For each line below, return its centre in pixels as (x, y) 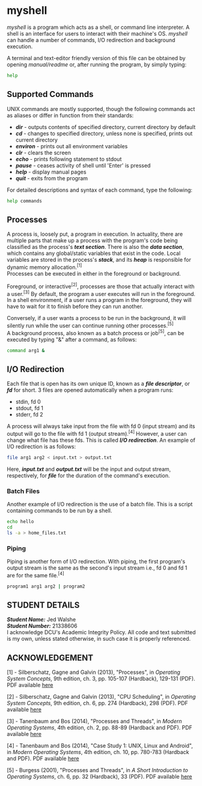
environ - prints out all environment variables (72, 146)
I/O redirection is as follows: (41, 446)
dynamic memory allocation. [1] (44, 267)
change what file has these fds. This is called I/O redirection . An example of (101, 440)
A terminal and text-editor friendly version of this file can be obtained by (96, 58)
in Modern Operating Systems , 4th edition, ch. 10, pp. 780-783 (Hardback (98, 752)
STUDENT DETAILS (43, 605)
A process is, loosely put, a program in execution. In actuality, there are (95, 234)
